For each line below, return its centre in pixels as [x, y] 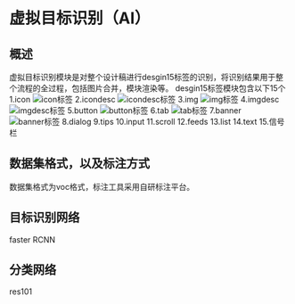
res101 [21, 292]
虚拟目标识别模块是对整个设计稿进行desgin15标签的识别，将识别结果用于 [143, 77]
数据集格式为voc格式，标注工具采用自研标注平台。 [102, 186]
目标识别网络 [45, 218]
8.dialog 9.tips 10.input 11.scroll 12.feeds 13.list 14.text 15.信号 [173, 122]
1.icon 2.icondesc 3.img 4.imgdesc [144, 99]
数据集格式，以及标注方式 [79, 164]
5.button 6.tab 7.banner [155, 111]
